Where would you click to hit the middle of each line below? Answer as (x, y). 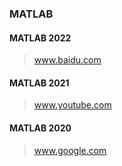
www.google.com (70, 150)
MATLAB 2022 (40, 38)
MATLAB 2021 (39, 83)
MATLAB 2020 (40, 128)
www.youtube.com (72, 105)
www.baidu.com (67, 60)
